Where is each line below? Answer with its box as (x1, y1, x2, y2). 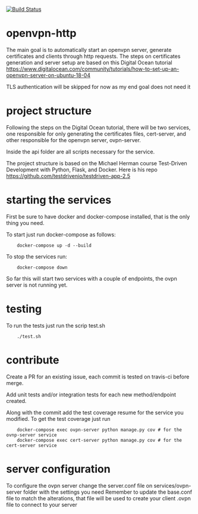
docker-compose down (17, 264, 68, 270)
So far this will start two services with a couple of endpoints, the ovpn (6, 275, 177, 282)
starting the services (6, 193, 112, 207)
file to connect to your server (6, 501, 77, 508)
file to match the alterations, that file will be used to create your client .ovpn (6, 494, 191, 501)
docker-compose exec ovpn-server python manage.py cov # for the (17, 427, 183, 433)
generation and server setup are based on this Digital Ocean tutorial (6, 59, 172, 66)
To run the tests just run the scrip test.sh (6, 322, 106, 329)
